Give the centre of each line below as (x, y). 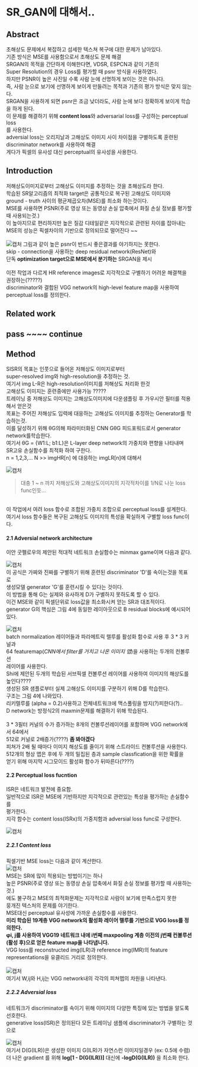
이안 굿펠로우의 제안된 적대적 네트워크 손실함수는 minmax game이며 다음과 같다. (99, 552)
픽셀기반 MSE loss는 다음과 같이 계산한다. (54, 861)
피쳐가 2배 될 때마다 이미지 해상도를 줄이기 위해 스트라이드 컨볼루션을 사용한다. (97, 746)
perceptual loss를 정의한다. (38, 294)
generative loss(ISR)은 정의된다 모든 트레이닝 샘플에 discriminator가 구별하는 (96, 1023)
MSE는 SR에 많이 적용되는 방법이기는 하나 (54, 876)
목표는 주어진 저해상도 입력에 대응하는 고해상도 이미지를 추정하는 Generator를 (96, 414)
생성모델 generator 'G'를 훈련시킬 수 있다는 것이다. (65, 587)
